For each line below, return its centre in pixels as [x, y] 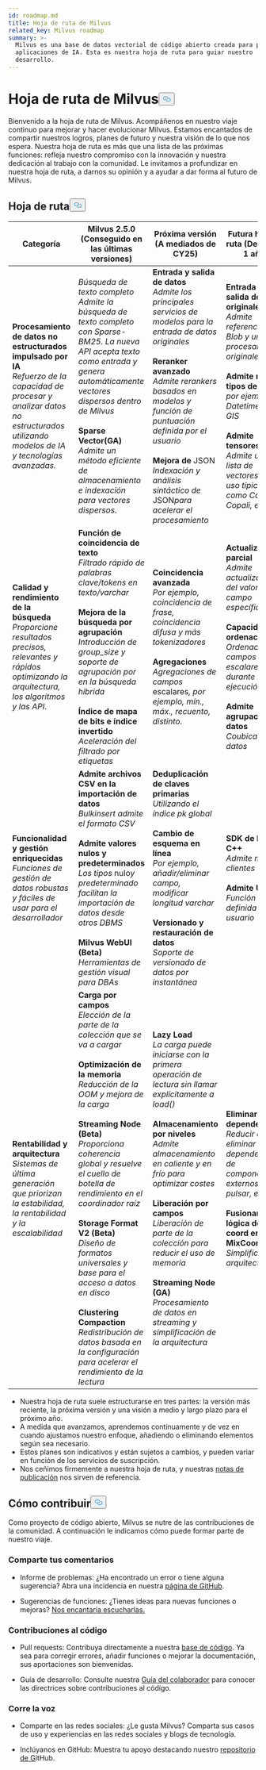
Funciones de [37, 868]
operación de [177, 1074]
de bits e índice [108, 721]
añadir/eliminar [181, 873]
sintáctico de [177, 490]
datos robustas [40, 888]
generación [34, 1183]
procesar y [32, 396]
